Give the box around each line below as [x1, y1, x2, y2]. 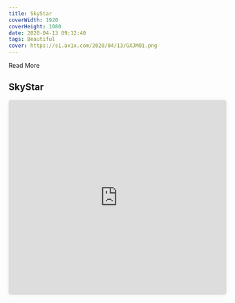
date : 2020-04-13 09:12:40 [8, 29, 86, 37]
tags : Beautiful [8, 36, 55, 43]
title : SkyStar [8, 10, 53, 17]
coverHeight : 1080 [8, 23, 62, 30]
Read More [8, 62, 40, 69]
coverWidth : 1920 [8, 17, 59, 24]
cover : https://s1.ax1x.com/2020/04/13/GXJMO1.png [8, 42, 158, 49]
